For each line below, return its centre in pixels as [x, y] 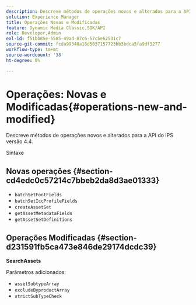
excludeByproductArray [42, 290]
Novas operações [39, 171]
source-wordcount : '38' [35, 55]
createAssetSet [33, 207]
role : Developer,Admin [34, 33]
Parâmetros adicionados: [36, 272]
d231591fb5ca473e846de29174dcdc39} [81, 247]
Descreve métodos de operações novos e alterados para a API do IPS [90, 136]
